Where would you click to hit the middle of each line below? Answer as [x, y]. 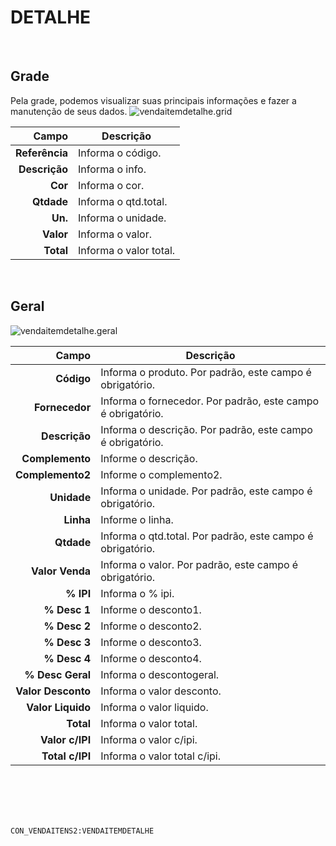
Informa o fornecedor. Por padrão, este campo [210, 401]
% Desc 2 [67, 626]
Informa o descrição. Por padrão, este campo [206, 429]
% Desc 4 [67, 658]
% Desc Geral [58, 674]
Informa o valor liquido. [154, 707]
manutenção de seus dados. [69, 111]
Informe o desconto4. [151, 658]
